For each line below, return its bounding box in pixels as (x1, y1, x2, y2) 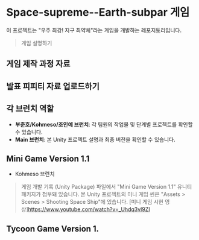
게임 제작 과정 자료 (6, 58, 71, 69)
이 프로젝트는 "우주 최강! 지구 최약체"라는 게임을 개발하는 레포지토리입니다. (6, 27, 182, 34)
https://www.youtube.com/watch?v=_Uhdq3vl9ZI (28, 206, 150, 213)
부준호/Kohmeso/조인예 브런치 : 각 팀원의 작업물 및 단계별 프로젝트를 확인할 (14, 121, 193, 128)
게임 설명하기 (21, 39, 52, 46)
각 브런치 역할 (6, 104, 54, 114)
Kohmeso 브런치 (14, 170, 55, 178)
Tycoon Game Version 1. (6, 224, 99, 234)
